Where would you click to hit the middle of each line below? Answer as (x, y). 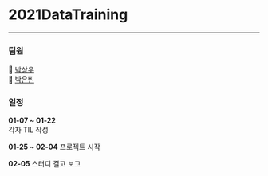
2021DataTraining (68, 15)
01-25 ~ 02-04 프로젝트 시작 (55, 147)
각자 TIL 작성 (29, 130)
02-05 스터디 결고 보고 (45, 163)
